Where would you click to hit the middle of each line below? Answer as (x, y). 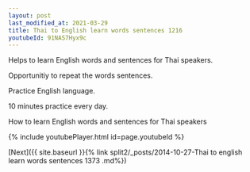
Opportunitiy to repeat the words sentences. (81, 75)
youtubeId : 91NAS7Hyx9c (48, 38)
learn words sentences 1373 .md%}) (67, 161)
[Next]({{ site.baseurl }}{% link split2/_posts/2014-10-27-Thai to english (125, 152)
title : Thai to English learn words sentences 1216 (95, 30)
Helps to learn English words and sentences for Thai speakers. (111, 60)
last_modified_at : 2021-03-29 (58, 23)
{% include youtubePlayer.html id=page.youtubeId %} (96, 137)
